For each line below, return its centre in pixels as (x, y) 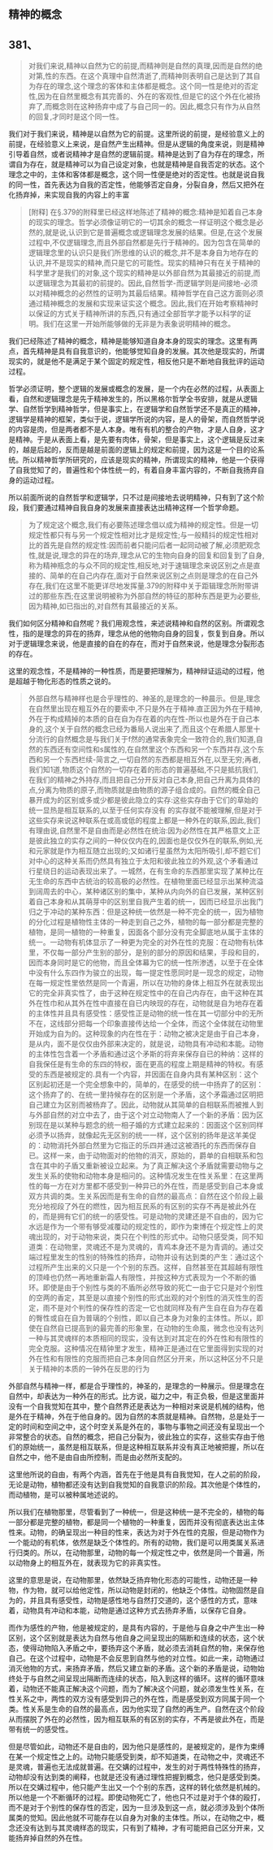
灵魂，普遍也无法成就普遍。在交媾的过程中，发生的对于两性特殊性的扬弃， (140, 1767)
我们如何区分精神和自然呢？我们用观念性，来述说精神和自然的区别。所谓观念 (136, 623)
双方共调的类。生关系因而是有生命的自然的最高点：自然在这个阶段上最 (146, 1196)
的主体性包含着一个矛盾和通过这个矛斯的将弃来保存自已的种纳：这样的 (146, 1054)
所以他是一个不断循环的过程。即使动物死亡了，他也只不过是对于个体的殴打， (136, 1797)
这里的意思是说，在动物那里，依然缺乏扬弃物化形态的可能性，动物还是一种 (133, 1580)
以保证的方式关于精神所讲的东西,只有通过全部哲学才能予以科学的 (136, 314)
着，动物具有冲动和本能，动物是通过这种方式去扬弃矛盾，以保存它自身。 (129, 1610)
